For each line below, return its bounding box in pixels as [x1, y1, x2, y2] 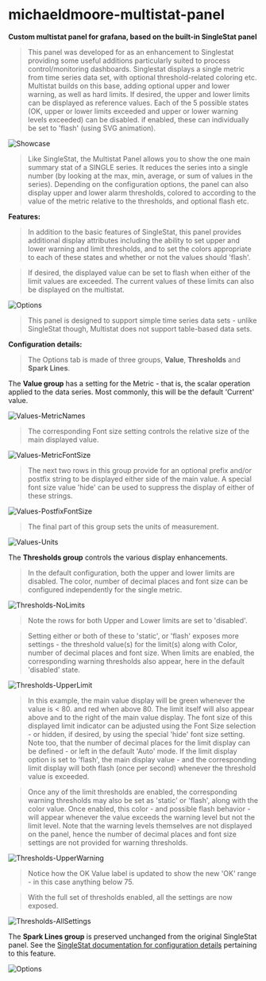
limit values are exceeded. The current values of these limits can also [27, 276, 254, 285]
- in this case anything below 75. [27, 877, 135, 886]
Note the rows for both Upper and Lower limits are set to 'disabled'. [27, 615, 248, 625]
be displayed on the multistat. [27, 285, 125, 294]
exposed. [27, 901, 59, 910]
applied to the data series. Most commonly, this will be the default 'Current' [8, 387, 255, 397]
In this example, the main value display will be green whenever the [27, 696, 245, 705]
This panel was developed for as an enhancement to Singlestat [27, 47, 234, 56]
